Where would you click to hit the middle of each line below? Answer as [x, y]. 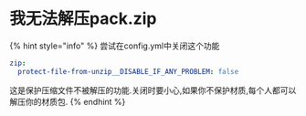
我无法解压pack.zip [83, 19]
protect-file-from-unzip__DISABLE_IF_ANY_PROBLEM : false [128, 71]
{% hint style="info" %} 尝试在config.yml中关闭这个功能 [115, 46]
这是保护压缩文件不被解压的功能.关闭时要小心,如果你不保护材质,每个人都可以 [153, 90]
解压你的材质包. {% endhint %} [68, 101]
